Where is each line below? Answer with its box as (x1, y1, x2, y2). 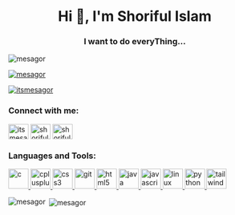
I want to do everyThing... (83, 36, 186, 47)
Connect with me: (8, 105, 79, 116)
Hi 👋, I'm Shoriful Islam (58, 7, 212, 26)
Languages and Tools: (8, 150, 96, 161)
